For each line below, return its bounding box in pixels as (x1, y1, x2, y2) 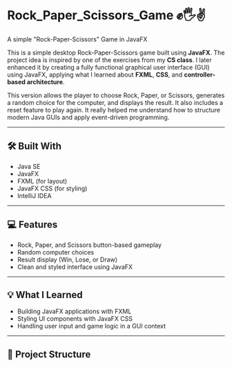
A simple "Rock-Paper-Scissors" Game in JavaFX (7, 34, 148, 43)
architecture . (26, 77, 65, 86)
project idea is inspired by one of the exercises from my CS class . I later (7, 55, 212, 64)
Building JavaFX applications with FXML (17, 307, 132, 316)
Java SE (17, 162, 41, 170)
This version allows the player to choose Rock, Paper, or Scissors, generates (7, 91, 225, 99)
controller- (184, 70, 215, 79)
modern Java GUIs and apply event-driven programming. (7, 113, 170, 121)
